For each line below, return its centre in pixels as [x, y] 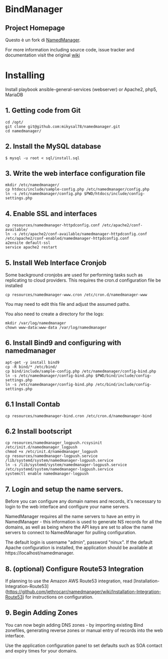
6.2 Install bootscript [38, 432]
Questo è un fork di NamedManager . [43, 40]
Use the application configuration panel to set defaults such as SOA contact [84, 645]
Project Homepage [35, 28]
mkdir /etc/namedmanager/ [32, 185]
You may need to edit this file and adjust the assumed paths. [68, 304]
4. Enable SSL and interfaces [51, 213]
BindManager [34, 9]
